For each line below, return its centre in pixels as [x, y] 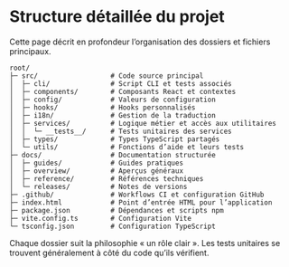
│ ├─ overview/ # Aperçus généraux [96, 171]
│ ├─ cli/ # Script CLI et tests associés [121, 83]
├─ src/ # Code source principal [107, 76]
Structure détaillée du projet [117, 17]
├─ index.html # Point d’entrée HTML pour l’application [141, 202]
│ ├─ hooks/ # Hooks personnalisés [103, 107]
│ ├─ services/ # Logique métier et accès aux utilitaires [143, 123]
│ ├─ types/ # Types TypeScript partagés [115, 139]
